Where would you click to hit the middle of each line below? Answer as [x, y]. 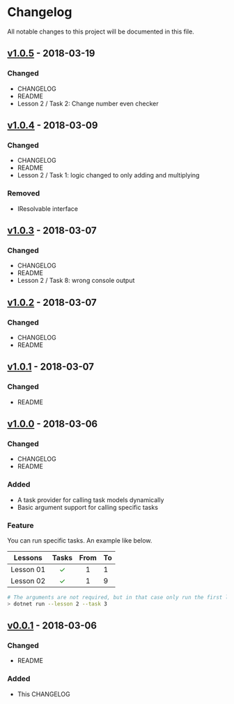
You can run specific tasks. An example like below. [80, 540]
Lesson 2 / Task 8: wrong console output [76, 281]
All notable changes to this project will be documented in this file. [101, 31]
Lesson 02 [28, 580]
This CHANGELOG [44, 694]
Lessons [28, 557]
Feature [21, 525]
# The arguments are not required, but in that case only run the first [115, 597]
